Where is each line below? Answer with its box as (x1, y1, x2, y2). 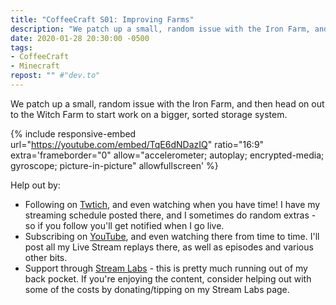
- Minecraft (10, 61, 60, 71)
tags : (10, 42, 33, 53)
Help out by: (10, 179, 61, 191)
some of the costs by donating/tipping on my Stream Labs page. (24, 283, 290, 295)
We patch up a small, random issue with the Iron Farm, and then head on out (10, 97, 325, 110)
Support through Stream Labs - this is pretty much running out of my (24, 262, 308, 274)
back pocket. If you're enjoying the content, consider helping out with (24, 272, 312, 285)
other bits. (24, 251, 68, 263)
